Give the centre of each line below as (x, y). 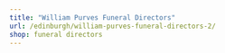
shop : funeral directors (56, 34)
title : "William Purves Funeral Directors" (93, 18)
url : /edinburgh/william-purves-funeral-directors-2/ (113, 26)
